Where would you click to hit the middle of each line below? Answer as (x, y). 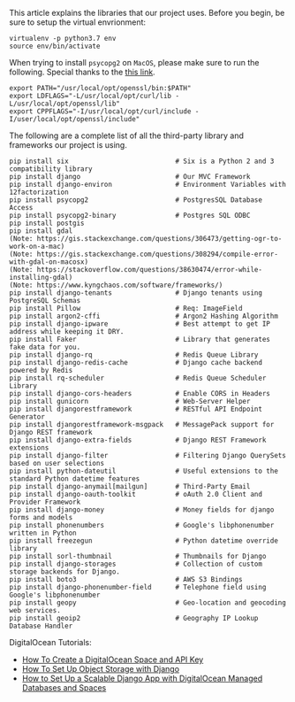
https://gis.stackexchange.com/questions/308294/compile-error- (157, 254)
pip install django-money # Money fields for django (142, 510)
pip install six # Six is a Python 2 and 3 (142, 161)
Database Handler (41, 626)
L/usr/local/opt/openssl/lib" (65, 104)
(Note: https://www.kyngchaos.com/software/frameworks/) (116, 285)
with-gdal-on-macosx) (49, 262)
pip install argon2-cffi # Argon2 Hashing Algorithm (144, 316)
